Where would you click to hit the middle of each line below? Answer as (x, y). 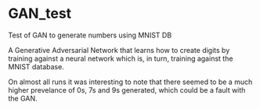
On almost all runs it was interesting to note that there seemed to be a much (130, 82)
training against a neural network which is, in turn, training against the (121, 58)
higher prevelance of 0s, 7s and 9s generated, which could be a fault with (127, 90)
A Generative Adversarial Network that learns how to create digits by (119, 50)
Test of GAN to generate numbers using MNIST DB (90, 35)
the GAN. (23, 98)
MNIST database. (36, 66)
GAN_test (40, 14)
